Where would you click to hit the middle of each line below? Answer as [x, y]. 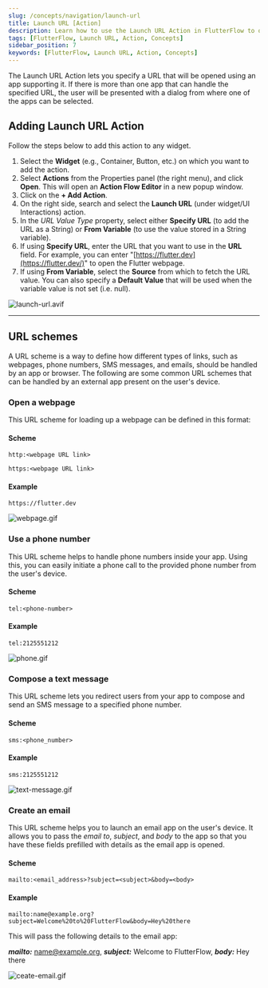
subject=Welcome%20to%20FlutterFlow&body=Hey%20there [100, 922]
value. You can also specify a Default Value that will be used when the [136, 280]
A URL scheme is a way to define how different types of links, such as [123, 356]
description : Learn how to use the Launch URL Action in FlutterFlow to [132, 30]
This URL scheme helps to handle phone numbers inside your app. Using [128, 556]
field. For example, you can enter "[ [78, 254]
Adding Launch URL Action [77, 126]
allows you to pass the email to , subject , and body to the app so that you [128, 836]
